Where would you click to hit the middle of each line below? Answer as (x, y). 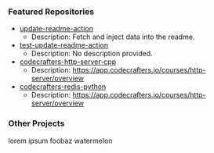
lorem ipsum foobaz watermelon (60, 141)
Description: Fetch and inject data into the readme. (113, 37)
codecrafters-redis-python (63, 87)
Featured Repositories (51, 12)
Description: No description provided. (92, 54)
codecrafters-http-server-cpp (68, 62)
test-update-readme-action (63, 45)
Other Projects (36, 123)
